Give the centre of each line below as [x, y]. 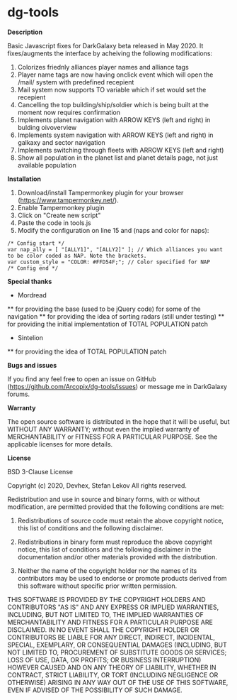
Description [25, 32]
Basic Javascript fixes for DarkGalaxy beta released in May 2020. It [105, 45]
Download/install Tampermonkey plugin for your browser [100, 192]
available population [47, 165]
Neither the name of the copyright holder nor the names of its [107, 570]
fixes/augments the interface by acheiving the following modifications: [110, 53]
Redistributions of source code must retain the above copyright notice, [121, 520]
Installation [24, 179]
